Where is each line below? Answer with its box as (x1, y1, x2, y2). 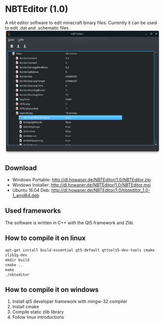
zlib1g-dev (5, 252, 27, 258)
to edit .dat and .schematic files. (5, 25, 70, 30)
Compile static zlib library (12, 309, 64, 315)
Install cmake (12, 304, 39, 310)
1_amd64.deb (12, 192, 40, 198)
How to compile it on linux (5, 234, 86, 242)
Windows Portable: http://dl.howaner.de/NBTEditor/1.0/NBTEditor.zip (12, 177, 151, 182)
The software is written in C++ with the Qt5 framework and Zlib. (5, 220, 134, 226)
